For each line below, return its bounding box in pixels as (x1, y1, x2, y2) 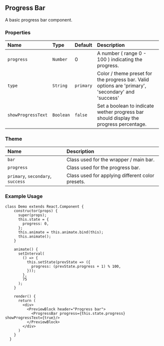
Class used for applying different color (66, 172, 155, 179)
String (52, 83, 68, 88)
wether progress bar (97, 108, 144, 115)
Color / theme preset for (97, 70, 152, 77)
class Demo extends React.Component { (5, 204, 84, 209)
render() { (14, 294, 36, 299)
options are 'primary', (97, 83, 146, 89)
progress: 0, (22, 221, 49, 226)
